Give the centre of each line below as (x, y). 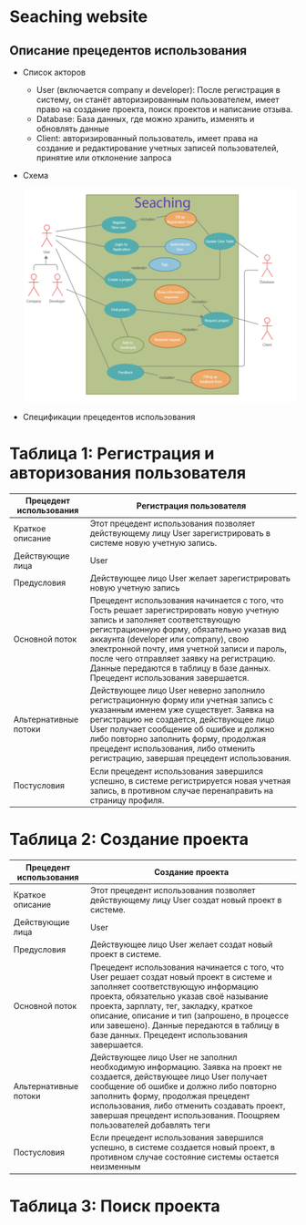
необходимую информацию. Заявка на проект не (186, 1066)
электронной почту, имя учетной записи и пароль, (188, 649)
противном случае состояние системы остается (184, 1157)
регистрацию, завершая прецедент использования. (190, 758)
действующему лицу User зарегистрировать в (180, 533)
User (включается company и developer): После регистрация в (158, 90)
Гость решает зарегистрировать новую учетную (184, 610)
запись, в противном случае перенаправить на (182, 790)
